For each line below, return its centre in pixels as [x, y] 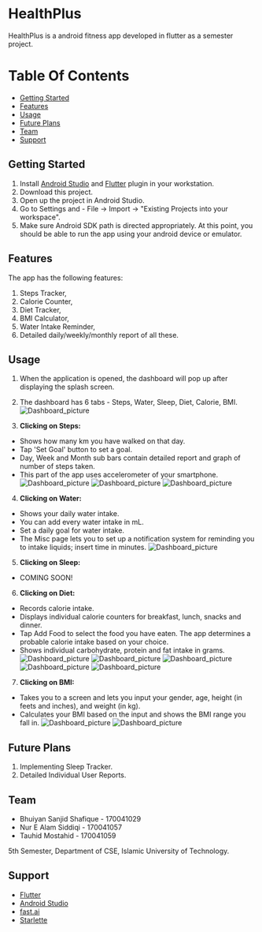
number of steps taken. [57, 466]
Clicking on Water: [50, 499]
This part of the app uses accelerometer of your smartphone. [119, 475]
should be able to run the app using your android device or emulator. [131, 234]
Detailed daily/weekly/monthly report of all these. [99, 335]
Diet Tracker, [40, 309]
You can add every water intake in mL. [81, 522]
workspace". [40, 217]
